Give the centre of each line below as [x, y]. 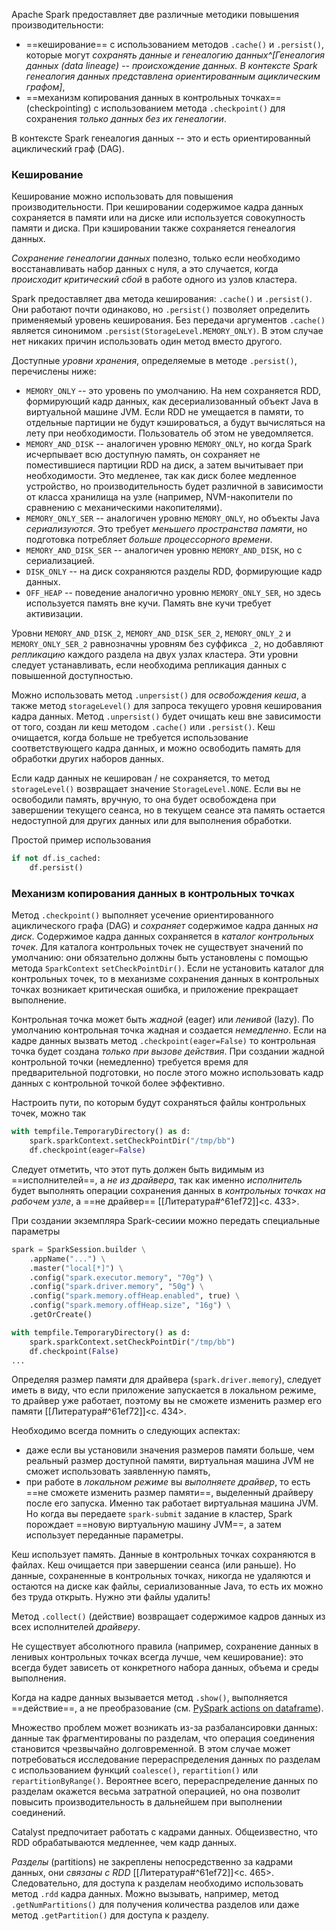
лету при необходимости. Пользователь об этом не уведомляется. [169, 433]
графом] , [45, 87]
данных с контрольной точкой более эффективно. [118, 1083]
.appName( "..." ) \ [67, 1259]
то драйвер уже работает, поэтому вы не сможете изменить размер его [167, 1401]
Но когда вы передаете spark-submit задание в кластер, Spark [159, 1514]
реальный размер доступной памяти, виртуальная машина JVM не [170, 1461]
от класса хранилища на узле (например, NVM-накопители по [159, 497]
